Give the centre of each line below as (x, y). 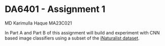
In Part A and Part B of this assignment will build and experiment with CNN (82, 32)
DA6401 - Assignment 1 (55, 9)
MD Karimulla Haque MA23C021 (38, 23)
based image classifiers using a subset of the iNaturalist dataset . (72, 38)
